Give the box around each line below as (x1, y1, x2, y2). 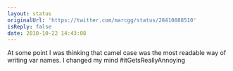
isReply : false (7, 23, 52, 30)
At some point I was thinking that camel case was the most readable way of (7, 49, 227, 57)
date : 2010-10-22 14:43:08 (7, 29, 87, 37)
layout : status (7, 10, 52, 17)
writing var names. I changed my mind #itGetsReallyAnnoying (7, 56, 185, 65)
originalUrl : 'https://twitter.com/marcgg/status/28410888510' (7, 17, 197, 24)
